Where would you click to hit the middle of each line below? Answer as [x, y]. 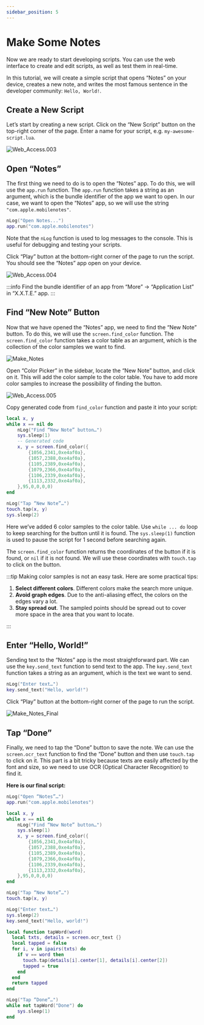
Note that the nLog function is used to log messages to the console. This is [100, 238]
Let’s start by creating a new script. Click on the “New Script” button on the [101, 125]
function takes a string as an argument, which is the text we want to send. [99, 673]
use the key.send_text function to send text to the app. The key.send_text [100, 666]
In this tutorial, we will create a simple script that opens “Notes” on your [97, 78]
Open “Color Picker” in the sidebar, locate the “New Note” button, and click [101, 370]
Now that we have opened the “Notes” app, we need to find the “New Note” [102, 327]
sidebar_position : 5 [33, 12]
